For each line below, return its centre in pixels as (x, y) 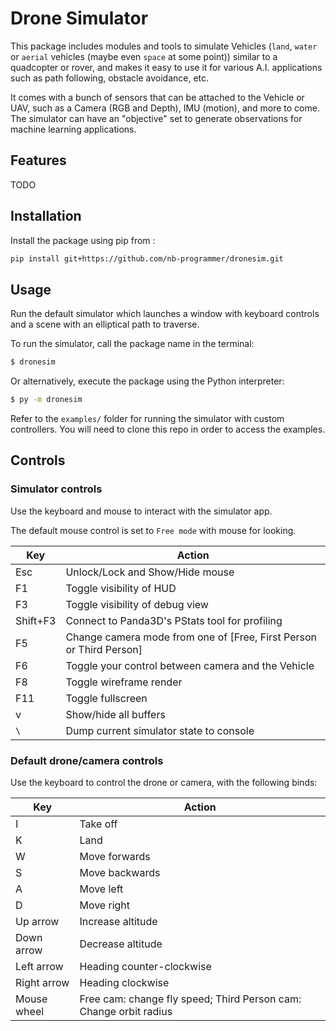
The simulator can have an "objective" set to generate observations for (156, 118)
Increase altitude (118, 921)
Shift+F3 (36, 620)
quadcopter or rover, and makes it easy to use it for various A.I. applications (166, 67)
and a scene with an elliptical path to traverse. (105, 324)
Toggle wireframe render (124, 682)
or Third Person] (104, 649)
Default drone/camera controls (87, 760)
